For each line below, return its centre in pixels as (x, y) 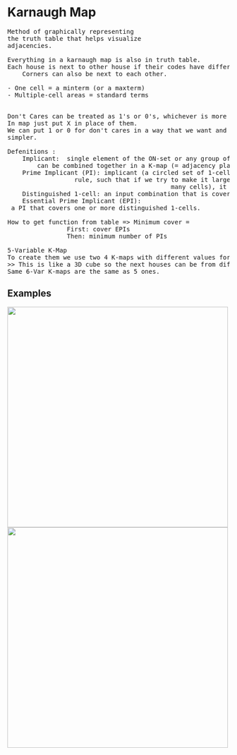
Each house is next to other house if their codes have (106, 67)
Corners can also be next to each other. (95, 74)
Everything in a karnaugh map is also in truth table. (104, 60)
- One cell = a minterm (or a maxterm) (76, 88)
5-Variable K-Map (37, 250)
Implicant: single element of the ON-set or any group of (126, 158)
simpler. (22, 137)
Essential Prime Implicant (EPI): (82, 201)
